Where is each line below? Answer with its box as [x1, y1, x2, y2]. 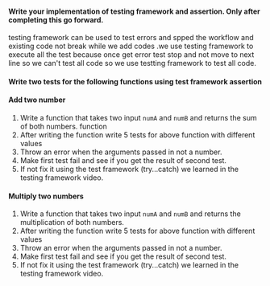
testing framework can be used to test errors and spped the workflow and [8, 33, 254, 43]
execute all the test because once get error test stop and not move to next [8, 50, 255, 59]
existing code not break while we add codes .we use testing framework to [8, 41, 254, 51]
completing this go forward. [8, 14, 104, 24]
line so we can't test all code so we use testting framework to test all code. [8, 59, 256, 68]
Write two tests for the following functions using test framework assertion [8, 76, 263, 86]
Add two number [8, 95, 66, 104]
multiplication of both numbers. [19, 218, 125, 227]
